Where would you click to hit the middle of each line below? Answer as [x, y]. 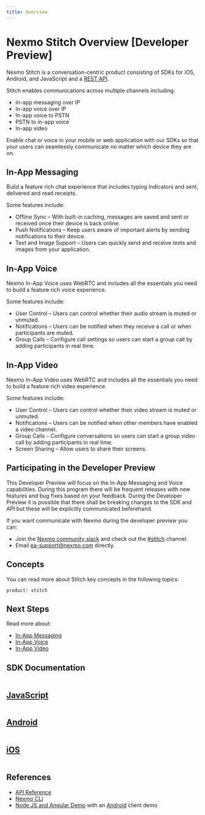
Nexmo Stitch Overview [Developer [98, 42]
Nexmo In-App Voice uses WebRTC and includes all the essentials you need [102, 283]
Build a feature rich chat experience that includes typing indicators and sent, [102, 187]
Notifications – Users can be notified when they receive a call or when [103, 327]
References [29, 777]
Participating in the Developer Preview [81, 468]
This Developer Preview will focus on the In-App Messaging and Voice [95, 482]
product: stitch [27, 590]
